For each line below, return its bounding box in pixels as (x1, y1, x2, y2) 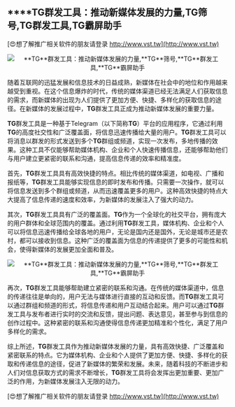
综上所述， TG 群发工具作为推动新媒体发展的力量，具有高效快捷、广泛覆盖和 (7, 342, 225, 350)
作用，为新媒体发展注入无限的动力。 (19, 377, 124, 385)
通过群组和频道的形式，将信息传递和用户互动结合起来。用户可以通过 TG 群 (13, 301, 225, 309)
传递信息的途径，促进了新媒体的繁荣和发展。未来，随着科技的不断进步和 (19, 359, 228, 368)
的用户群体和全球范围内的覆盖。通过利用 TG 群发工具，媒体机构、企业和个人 (7, 219, 225, 227)
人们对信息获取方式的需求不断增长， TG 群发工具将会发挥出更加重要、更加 (7, 368, 218, 376)
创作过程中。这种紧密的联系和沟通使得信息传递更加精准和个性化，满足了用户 (7, 318, 228, 327)
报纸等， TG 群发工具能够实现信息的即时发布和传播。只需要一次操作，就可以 (7, 178, 225, 186)
